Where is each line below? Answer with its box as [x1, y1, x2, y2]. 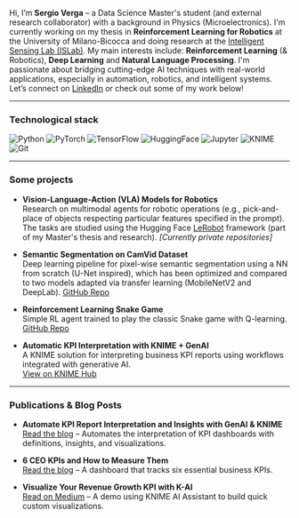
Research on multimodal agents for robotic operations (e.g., [21, 203, 242, 214]
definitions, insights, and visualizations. [21, 437, 166, 448]
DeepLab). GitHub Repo [21, 286, 109, 297]
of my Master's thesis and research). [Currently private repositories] [21, 231, 273, 243]
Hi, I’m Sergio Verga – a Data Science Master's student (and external [9, 8, 262, 18]
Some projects [9, 173, 74, 186]
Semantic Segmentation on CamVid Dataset [21, 249, 189, 259]
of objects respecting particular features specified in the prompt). [44, 212, 285, 223]
